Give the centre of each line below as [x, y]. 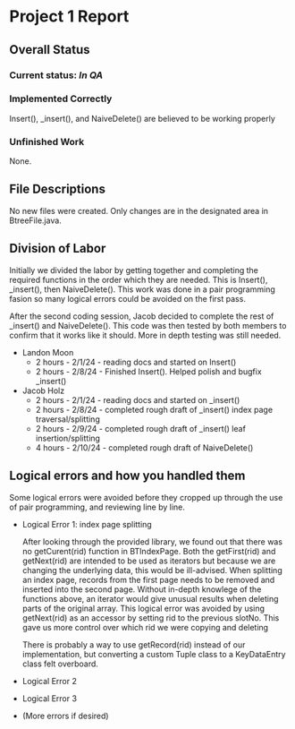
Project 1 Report [69, 17]
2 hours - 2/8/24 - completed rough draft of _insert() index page [154, 409]
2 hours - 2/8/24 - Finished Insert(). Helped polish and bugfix [148, 371]
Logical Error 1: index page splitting [87, 524]
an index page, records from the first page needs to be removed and [148, 579]
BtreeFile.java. [36, 220]
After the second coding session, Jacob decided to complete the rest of [142, 316]
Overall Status [50, 50]
